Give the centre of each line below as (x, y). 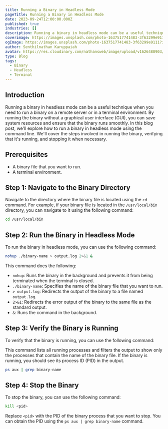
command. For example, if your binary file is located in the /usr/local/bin (81, 205)
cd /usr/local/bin (24, 219)
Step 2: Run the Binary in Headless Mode (70, 235)
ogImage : (14, 42)
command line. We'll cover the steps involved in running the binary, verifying (84, 133)
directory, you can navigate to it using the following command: (69, 210)
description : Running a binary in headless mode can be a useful (74, 33)
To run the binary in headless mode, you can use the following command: (81, 247)
